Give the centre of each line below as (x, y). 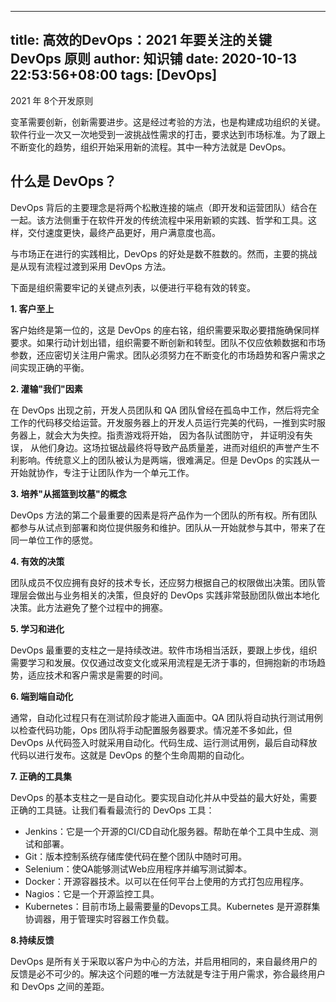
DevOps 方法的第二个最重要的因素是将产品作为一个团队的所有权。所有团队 (164, 515)
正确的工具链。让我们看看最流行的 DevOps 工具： (112, 810)
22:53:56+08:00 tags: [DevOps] (114, 75)
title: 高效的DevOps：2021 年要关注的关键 (141, 40)
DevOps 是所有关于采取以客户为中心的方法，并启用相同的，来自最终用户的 (164, 961)
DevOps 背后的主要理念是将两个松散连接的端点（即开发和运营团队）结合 (159, 207)
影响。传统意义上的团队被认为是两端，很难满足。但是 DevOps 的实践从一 (169, 460)
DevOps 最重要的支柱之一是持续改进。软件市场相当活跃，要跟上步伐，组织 (164, 650)
